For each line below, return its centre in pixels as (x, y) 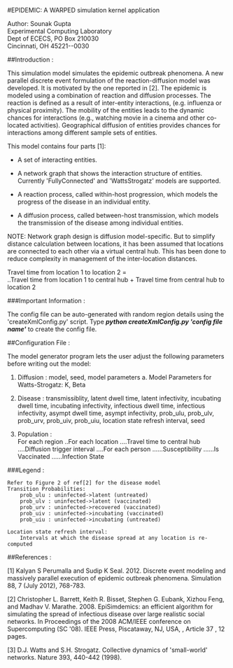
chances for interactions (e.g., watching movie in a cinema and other (106, 118)
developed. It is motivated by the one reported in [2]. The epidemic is (107, 88)
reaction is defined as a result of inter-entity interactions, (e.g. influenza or (114, 103)
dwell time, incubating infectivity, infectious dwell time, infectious (111, 406)
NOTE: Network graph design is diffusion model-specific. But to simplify (111, 236)
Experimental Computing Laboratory (59, 31)
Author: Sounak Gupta (39, 23)
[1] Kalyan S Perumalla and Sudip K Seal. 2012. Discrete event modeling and (116, 571)
